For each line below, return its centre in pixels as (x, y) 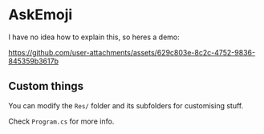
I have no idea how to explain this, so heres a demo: (94, 37)
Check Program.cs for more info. (61, 121)
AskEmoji (41, 15)
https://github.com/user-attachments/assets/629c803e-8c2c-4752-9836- (132, 52)
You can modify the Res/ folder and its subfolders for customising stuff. (126, 105)
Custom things (46, 86)
